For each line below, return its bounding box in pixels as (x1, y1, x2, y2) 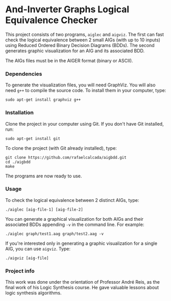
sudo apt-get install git (5, 136, 60, 141)
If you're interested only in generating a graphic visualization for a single (5, 240, 157, 246)
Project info (5, 267, 35, 274)
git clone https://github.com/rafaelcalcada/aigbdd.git (5, 155, 127, 160)
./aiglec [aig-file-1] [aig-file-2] (5, 207, 83, 212)
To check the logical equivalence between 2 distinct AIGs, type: (5, 197, 139, 203)
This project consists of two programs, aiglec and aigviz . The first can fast (5, 31, 164, 37)
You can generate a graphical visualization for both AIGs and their (5, 216, 144, 222)
